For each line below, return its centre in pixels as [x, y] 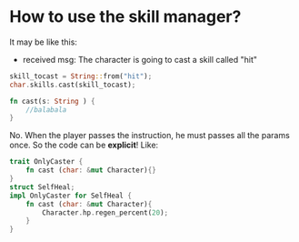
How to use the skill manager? [125, 17]
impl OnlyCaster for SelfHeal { [70, 196]
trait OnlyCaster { [46, 162]
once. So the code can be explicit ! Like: [84, 145]
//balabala [46, 110]
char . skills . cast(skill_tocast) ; [73, 85]
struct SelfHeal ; [42, 187]
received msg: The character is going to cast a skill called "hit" [140, 59]
